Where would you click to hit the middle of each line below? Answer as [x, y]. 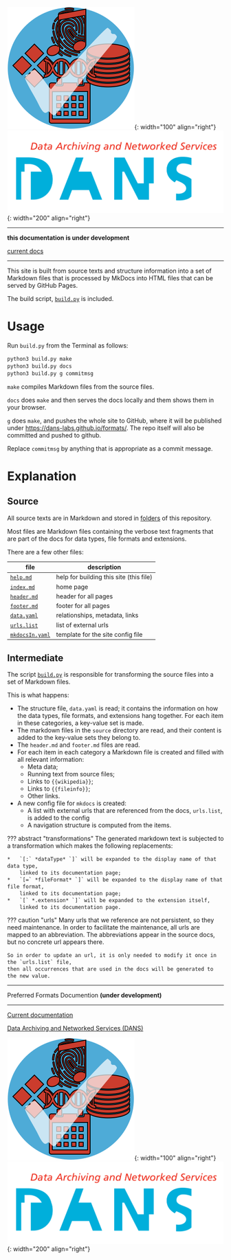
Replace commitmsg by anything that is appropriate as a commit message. [110, 448]
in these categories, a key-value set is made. [80, 723]
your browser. [27, 407]
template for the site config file [99, 634]
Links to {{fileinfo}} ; [59, 789]
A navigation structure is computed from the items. [99, 825]
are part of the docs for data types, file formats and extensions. [97, 539]
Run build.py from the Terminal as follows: [68, 346]
